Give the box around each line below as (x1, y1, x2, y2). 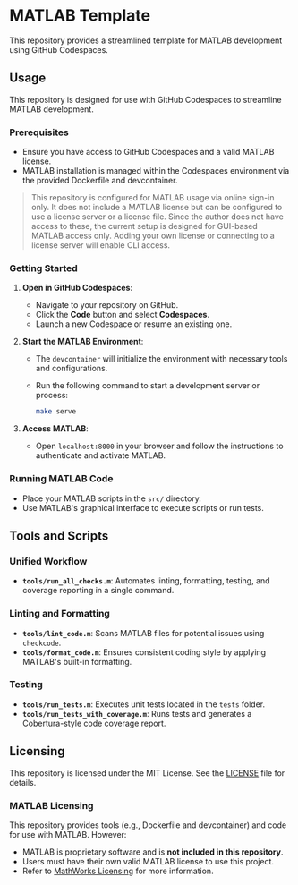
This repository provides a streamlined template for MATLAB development (9, 35, 283, 46)
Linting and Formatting (9, 608, 110, 620)
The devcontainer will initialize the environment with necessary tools (35, 353, 288, 364)
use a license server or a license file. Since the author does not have (30, 211, 284, 222)
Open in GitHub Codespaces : (21, 283, 132, 294)
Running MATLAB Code (9, 472, 114, 485)
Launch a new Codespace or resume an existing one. (35, 319, 233, 329)
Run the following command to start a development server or (35, 380, 260, 391)
